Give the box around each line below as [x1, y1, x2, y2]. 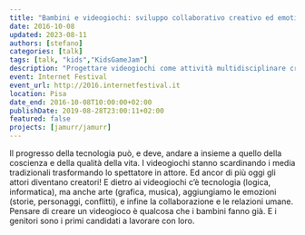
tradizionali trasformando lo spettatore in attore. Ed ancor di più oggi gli [9, 167, 277, 178]
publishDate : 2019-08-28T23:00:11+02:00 [9, 106, 165, 115]
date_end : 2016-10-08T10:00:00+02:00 [9, 97, 152, 107]
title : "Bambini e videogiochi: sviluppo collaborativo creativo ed [9, 13, 274, 23]
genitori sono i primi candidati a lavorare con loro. [9, 215, 195, 226]
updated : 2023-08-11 [9, 30, 88, 39]
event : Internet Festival [9, 73, 107, 82]
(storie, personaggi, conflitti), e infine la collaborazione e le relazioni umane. [9, 196, 293, 207]
